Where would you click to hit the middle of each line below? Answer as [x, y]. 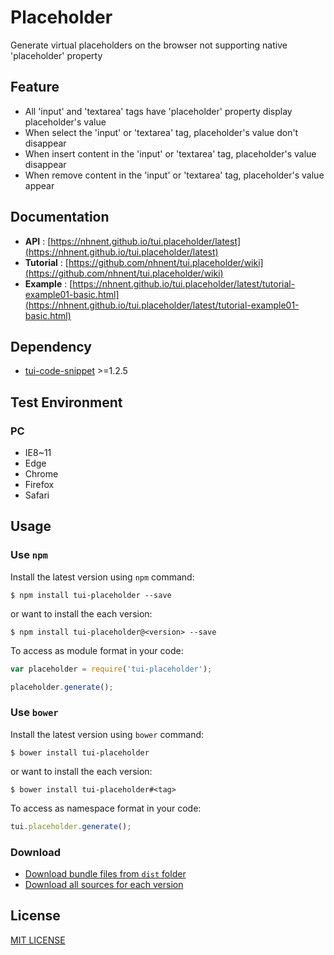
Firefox [39, 485]
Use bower [34, 713]
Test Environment [66, 402]
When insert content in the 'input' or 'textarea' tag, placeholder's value [170, 153]
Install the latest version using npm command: [102, 577]
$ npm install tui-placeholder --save [91, 595]
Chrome [41, 474]
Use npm [29, 555]
